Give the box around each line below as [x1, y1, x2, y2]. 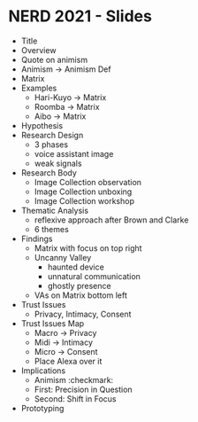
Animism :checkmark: [34, 374, 114, 385]
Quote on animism [20, 54, 88, 65]
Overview [20, 44, 57, 55]
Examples [20, 82, 57, 93]
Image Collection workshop [34, 195, 134, 206]
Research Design [20, 129, 84, 140]
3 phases [34, 139, 68, 150]
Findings [20, 233, 53, 244]
